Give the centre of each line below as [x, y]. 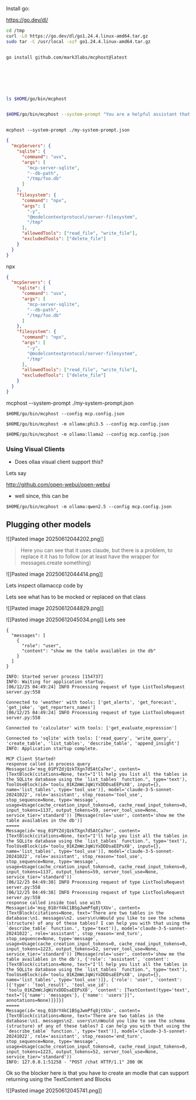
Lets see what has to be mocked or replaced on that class [76, 597]
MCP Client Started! [31, 759]
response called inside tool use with [53, 903]
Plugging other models [48, 525]
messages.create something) [56, 563]
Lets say [16, 473]
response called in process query [48, 764]
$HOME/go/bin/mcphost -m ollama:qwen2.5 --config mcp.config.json [89, 507]
